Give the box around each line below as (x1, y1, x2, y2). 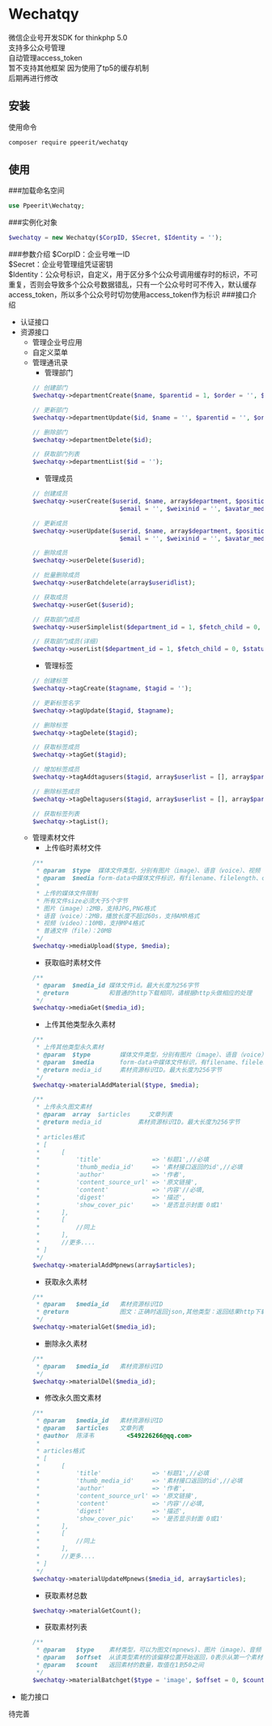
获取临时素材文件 (44, 957, 102, 967)
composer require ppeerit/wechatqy (8, 138, 129, 147)
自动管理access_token (8, 53, 83, 62)
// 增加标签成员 (32, 766, 80, 774)
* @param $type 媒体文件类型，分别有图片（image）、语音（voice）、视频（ (36, 867, 267, 875)
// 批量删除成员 (32, 572, 80, 580)
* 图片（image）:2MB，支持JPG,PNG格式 (36, 904, 156, 912)
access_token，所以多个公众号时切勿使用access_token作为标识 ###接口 (8, 290, 250, 300)
